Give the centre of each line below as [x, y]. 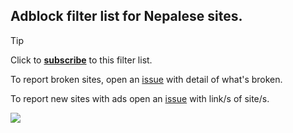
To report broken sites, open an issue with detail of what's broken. [146, 79]
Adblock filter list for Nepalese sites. [126, 16]
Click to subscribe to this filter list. [81, 60]
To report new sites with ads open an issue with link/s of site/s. [140, 98]
